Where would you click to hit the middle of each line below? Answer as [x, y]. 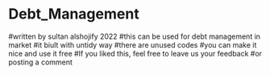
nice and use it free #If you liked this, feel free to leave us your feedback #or [135, 53]
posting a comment [40, 62]
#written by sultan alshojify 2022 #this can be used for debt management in [134, 36]
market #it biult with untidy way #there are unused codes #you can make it [133, 44]
